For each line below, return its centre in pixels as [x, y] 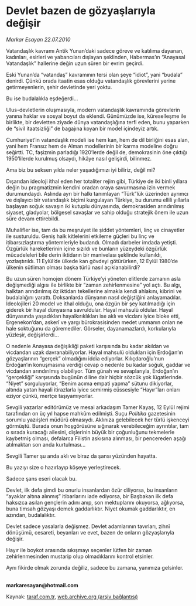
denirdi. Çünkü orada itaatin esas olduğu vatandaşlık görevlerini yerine [91, 81]
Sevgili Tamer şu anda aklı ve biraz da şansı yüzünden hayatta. [82, 456]
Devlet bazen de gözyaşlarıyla [81, 11]
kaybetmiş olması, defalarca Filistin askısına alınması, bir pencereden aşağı [96, 438]
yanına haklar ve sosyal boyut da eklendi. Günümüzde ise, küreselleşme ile [96, 116]
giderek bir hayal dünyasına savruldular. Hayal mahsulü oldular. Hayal [90, 309]
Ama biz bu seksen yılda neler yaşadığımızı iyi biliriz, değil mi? [81, 170]
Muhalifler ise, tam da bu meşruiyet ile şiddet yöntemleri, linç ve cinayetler [95, 230]
